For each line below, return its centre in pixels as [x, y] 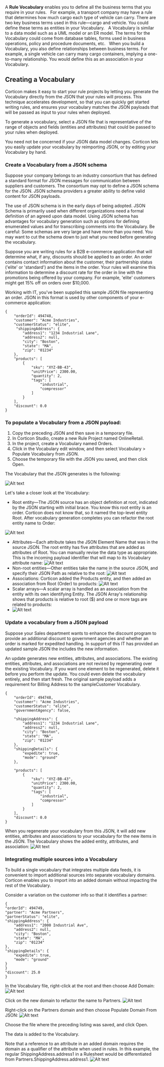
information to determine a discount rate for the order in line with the [74, 273]
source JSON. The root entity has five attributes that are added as [78, 547]
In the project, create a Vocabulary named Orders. [62, 444]
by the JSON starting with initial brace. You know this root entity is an [82, 508]
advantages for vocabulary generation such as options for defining [72, 221]
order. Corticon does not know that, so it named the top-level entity [80, 513]
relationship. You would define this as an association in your [83, 59]
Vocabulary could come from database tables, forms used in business [75, 38]
